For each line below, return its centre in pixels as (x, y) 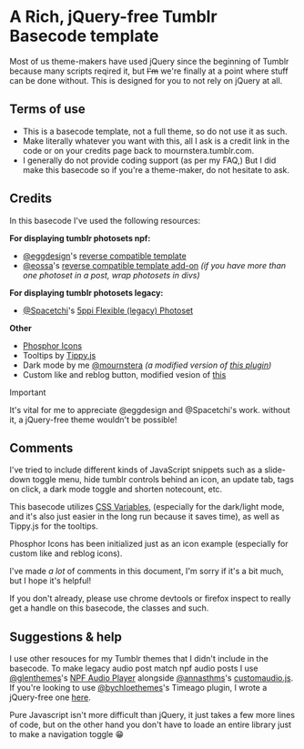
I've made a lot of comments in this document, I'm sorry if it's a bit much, (147, 572)
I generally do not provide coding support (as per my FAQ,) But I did (149, 160)
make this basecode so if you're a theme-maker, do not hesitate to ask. (156, 169)
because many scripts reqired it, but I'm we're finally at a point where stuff (149, 71)
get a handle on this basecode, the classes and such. (109, 608)
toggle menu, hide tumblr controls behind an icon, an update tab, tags (163, 480)
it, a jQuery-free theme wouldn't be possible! (93, 420)
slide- (275, 470)
